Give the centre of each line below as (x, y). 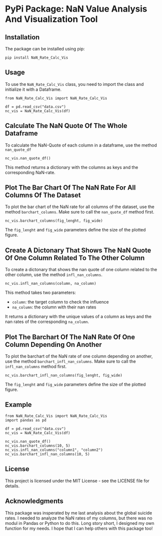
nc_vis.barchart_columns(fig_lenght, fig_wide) (54, 221)
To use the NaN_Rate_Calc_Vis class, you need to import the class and (74, 84)
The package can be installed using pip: (45, 49)
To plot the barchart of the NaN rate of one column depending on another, (79, 356)
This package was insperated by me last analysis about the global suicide (79, 513)
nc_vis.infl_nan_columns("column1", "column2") (54, 450)
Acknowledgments (34, 501)
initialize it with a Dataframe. (33, 89)
